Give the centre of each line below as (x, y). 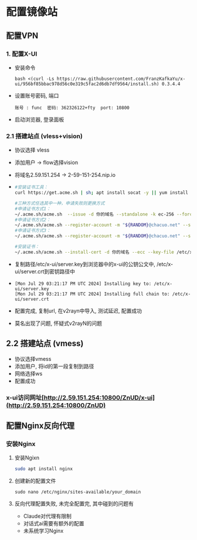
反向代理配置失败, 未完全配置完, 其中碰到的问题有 (74, 504)
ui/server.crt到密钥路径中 (45, 271)
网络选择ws (28, 373)
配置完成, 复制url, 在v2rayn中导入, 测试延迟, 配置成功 (78, 311)
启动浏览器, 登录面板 (39, 119)
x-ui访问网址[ (25, 397)
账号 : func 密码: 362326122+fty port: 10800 (72, 108)
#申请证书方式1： (33, 209)
